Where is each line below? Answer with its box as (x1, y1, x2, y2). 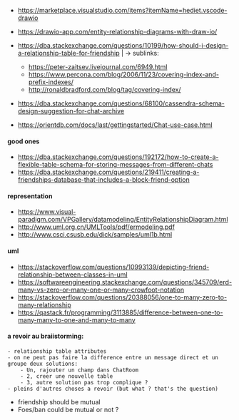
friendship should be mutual (17, 397, 101, 406)
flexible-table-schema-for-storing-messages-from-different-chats (17, 160, 213, 169)
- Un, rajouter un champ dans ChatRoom (20, 367, 139, 374)
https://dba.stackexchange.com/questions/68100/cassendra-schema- (17, 99, 225, 108)
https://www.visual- (17, 208, 76, 216)
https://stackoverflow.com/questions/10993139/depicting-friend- (17, 262, 210, 271)
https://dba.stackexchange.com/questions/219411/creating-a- (17, 168, 200, 177)
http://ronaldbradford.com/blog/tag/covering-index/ (28, 86, 181, 93)
